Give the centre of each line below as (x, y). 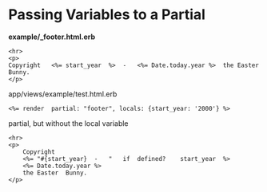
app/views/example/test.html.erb (63, 94)
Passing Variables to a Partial (107, 15)
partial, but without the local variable (69, 123)
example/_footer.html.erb (52, 37)
